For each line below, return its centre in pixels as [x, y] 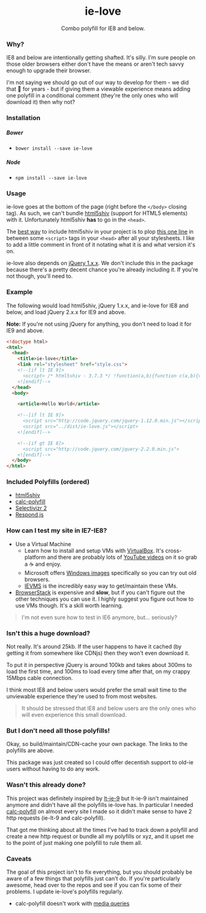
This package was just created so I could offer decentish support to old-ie [100, 763]
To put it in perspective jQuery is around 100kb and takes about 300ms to [99, 665]
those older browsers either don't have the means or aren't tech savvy [95, 64]
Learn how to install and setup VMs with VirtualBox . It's [94, 550]
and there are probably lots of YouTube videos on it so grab [122, 557]
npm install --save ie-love [51, 178]
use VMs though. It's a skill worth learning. [69, 605]
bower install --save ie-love [54, 148]
